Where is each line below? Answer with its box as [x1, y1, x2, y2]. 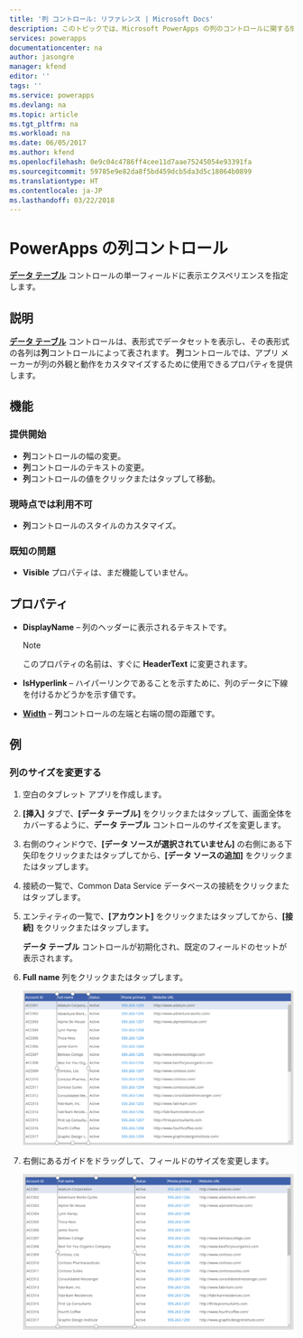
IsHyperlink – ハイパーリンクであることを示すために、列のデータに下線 [22, 678, 289, 688]
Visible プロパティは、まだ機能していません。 [22, 567, 193, 578]
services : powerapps [9, 33, 87, 42]
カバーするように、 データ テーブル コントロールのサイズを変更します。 [22, 819, 286, 830]
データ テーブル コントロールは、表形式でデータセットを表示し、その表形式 [9, 336, 290, 347]
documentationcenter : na [9, 43, 103, 52]
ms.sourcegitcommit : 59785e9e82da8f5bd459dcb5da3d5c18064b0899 [9, 167, 252, 176]
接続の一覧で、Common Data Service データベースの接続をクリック [22, 880, 274, 891]
